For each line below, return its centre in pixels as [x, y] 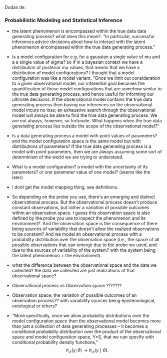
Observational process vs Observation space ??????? [67, 286]
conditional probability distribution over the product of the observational [86, 332]
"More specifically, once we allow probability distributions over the [80, 316]
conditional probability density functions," [55, 342]
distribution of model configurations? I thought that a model [73, 73]
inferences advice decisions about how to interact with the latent [78, 42]
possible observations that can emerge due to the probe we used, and [84, 245]
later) [17, 177]
